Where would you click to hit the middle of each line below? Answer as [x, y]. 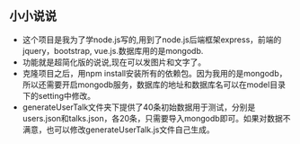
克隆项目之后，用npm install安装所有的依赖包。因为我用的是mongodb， [154, 73]
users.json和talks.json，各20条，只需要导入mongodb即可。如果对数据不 [156, 118]
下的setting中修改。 [59, 95]
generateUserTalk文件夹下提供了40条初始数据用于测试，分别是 [139, 107]
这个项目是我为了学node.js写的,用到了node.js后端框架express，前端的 [152, 40]
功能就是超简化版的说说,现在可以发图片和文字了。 [114, 62]
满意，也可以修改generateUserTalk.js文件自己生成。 [118, 130]
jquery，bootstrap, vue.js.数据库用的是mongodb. [113, 50]
